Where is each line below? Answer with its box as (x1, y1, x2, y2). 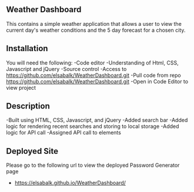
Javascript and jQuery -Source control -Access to (6, 65, 127, 72)
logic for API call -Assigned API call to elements (6, 129, 122, 136)
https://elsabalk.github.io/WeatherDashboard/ (14, 179, 126, 187)
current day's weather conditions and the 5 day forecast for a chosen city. (6, 26, 186, 33)
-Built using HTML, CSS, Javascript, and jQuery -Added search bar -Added (6, 117, 188, 124)
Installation (6, 43, 48, 53)
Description (6, 101, 50, 111)
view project (6, 84, 36, 91)
